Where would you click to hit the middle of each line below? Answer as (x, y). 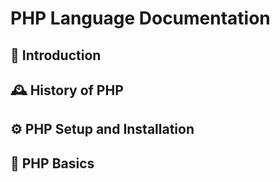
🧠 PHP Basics (52, 163)
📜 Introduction (56, 55)
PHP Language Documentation (140, 18)
